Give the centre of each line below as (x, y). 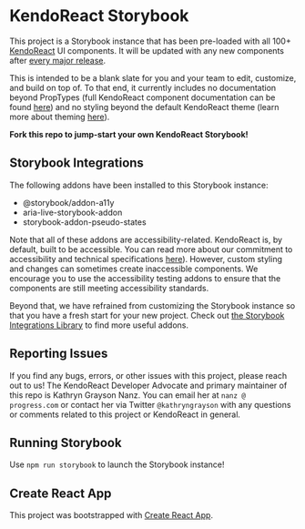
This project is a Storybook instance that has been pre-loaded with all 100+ (150, 41)
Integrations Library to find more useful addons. (99, 325)
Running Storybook (66, 443)
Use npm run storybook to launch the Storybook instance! (117, 464)
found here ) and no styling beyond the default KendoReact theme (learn (144, 107)
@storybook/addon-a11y (68, 202)
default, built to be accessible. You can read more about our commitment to (151, 249)
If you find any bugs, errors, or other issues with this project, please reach (148, 375)
